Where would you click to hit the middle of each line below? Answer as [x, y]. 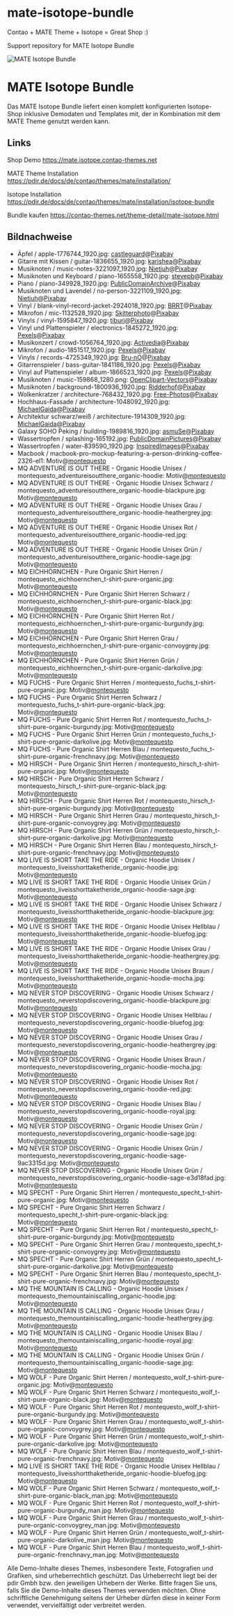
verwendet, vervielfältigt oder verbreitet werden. [77, 1605]
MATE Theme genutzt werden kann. [58, 121]
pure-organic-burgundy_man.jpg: [65, 1510]
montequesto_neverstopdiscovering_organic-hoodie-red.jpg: [105, 1089]
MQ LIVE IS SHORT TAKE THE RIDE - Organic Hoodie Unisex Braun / [115, 970]
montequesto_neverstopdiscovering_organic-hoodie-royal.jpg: [107, 1111]
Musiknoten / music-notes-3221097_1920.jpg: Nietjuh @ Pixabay [107, 269]
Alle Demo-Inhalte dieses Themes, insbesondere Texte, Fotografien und [110, 1568]
